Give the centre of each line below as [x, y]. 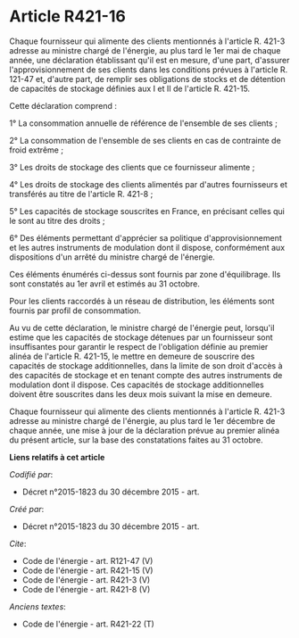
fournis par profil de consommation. [75, 311]
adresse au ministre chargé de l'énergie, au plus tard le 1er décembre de [142, 420]
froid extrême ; [37, 150]
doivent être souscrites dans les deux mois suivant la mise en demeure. [141, 394]
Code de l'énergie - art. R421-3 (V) [86, 580]
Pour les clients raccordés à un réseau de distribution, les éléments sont [142, 301]
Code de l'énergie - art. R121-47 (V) [87, 560]
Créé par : [27, 509]
